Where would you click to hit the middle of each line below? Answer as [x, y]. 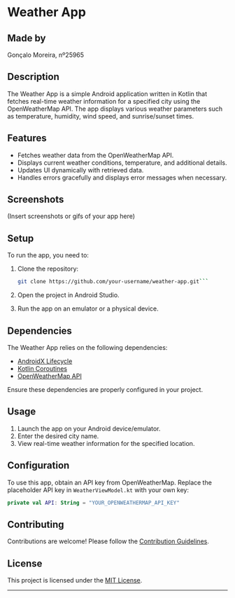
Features [27, 138]
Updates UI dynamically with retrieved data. [80, 170]
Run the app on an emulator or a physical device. [88, 308]
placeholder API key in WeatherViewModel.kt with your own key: [98, 490]
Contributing [36, 524]
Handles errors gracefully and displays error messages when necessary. [122, 177]
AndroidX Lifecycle [45, 361]
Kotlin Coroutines [42, 368]
